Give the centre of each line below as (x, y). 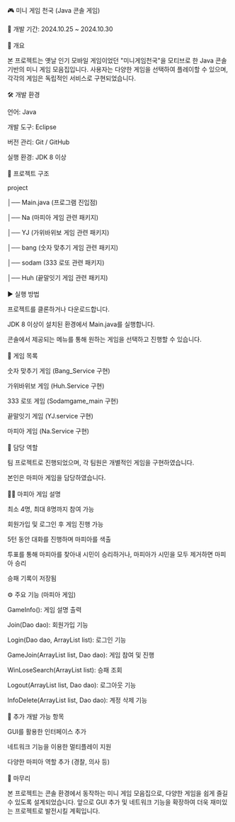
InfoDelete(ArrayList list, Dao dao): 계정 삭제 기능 (77, 700)
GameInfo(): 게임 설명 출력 (45, 610)
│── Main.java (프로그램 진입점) (52, 202)
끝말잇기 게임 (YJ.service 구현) (51, 416)
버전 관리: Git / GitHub (39, 142)
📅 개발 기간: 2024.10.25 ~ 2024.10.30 (60, 29)
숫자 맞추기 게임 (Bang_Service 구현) (59, 371)
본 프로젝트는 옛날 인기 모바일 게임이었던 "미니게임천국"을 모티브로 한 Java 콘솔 (117, 60)
